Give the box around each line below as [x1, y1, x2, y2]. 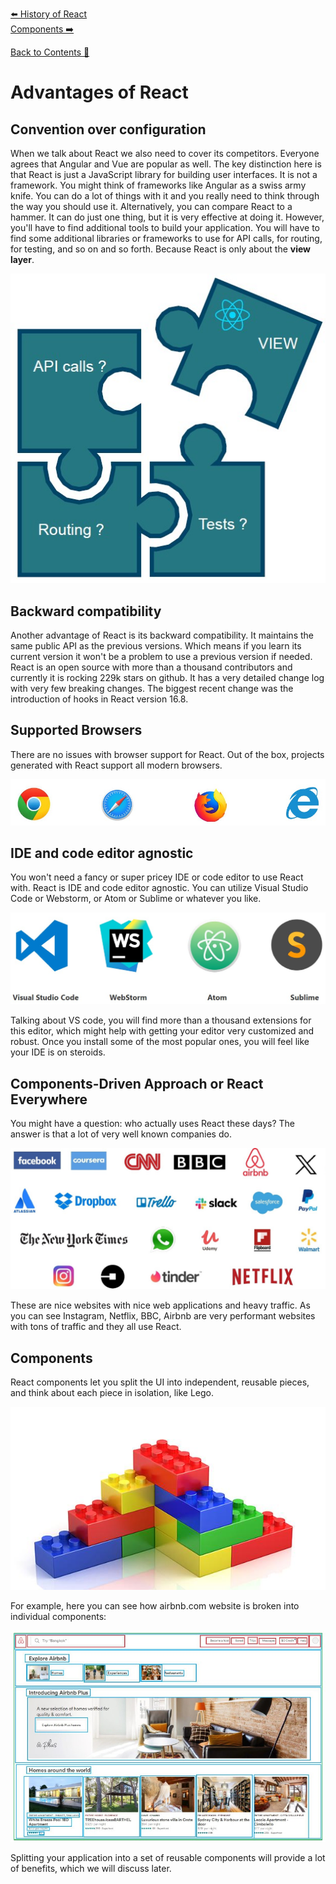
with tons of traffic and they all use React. [10, 1321, 182, 1333]
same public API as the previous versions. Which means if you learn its [10, 639, 302, 652]
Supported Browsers [10, 722, 143, 739]
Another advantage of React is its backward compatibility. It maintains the [10, 629, 314, 641]
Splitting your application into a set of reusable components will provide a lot [10, 1851, 326, 1863]
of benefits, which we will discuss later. [10, 1862, 172, 1874]
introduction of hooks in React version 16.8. [10, 693, 189, 705]
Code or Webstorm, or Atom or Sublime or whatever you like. [10, 893, 262, 905]
